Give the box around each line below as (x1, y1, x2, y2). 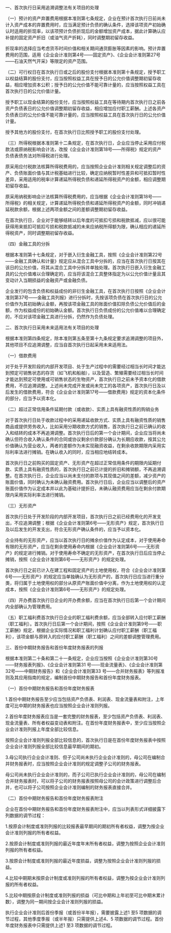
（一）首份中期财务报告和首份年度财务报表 (5, 685, 95, 691)
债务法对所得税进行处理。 (18, 153, 72, 158)
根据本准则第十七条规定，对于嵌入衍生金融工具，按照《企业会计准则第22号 (5, 252, 163, 258)
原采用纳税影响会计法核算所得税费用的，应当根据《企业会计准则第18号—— (5, 194, 162, 199)
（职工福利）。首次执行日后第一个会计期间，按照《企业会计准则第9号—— (5, 621, 158, 627)
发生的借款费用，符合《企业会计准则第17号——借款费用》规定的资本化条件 (9, 389, 166, 395)
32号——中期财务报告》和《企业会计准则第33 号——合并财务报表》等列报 (5, 668, 160, 674)
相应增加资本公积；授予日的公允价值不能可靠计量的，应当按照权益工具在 (14, 82, 166, 88)
